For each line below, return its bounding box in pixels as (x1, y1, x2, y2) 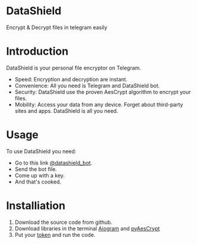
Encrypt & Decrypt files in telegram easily (6, 24, 108, 31)
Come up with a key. (14, 172, 65, 179)
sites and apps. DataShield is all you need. (14, 107, 119, 114)
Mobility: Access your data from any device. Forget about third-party (14, 101, 183, 108)
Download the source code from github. (14, 218, 113, 226)
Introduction (6, 45, 69, 58)
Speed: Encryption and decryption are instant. (14, 75, 128, 83)
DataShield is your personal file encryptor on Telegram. (6, 64, 141, 71)
